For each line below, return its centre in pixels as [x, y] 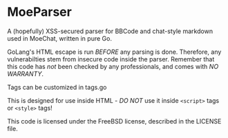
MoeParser [40, 12]
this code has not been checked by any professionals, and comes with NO [113, 66]
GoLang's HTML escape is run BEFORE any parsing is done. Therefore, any [114, 52]
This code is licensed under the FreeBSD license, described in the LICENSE [114, 121]
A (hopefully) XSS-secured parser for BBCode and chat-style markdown [110, 31]
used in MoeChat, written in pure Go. [60, 38]
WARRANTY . [25, 74]
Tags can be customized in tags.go [57, 87]
